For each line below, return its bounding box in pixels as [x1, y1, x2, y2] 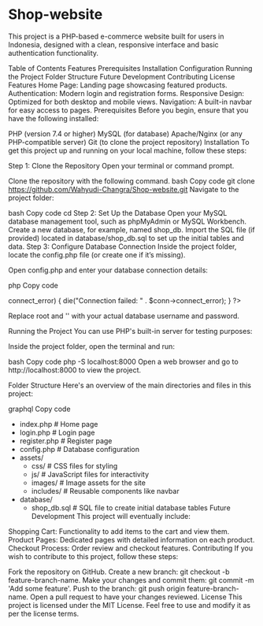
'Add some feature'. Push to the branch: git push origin [8, 583, 185, 593]
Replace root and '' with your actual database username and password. [8, 311, 240, 320]
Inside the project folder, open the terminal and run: [8, 341, 176, 351]
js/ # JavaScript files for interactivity [31, 469, 150, 479]
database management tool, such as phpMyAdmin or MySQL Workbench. [8, 217, 246, 226]
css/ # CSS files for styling [31, 461, 118, 470]
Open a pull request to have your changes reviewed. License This [30, 592, 243, 602]
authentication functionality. [8, 48, 99, 57]
